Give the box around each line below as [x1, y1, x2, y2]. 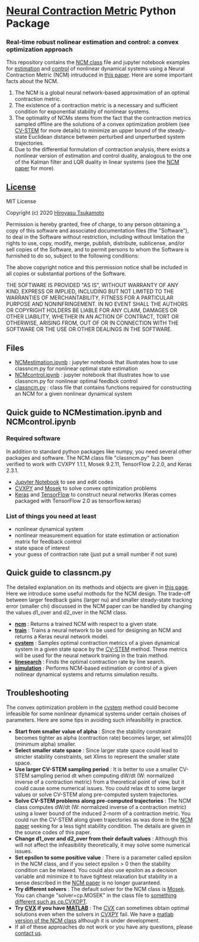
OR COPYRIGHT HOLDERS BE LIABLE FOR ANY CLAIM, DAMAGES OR [6, 307, 178, 314]
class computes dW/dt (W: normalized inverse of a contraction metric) [14, 803, 187, 810]
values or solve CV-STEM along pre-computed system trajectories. [14, 791, 179, 798]
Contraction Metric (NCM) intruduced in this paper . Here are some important [6, 71, 193, 78]
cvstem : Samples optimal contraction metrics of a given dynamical [14, 639, 179, 646]
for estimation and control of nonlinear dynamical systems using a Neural [6, 65, 185, 72]
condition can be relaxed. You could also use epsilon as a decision [14, 866, 177, 873]
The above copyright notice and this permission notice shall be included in [6, 264, 188, 271]
